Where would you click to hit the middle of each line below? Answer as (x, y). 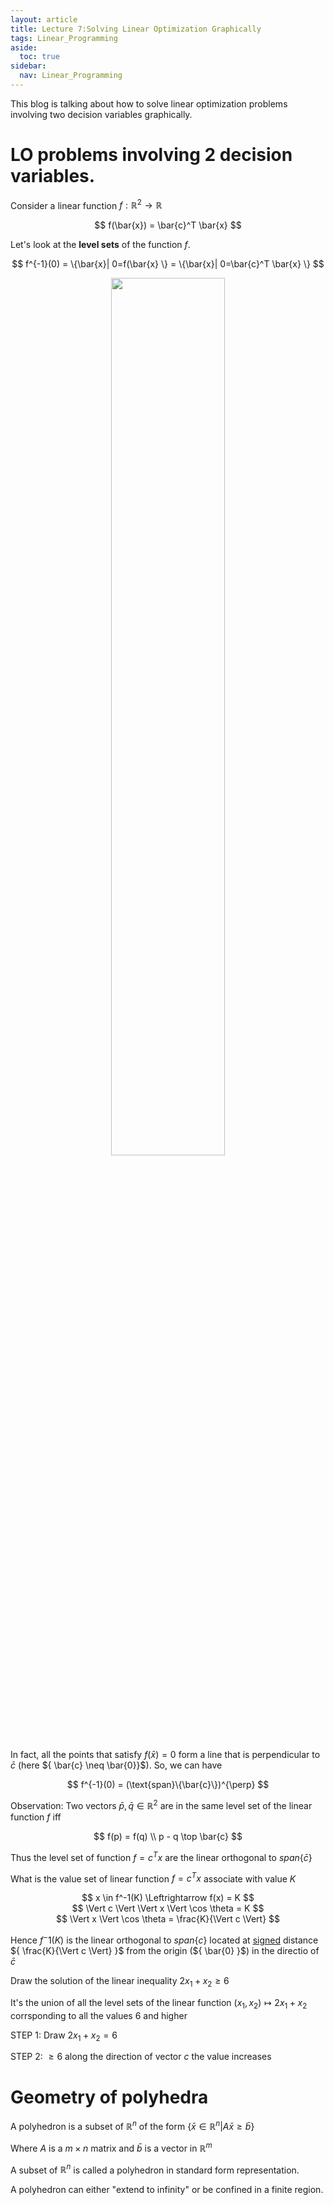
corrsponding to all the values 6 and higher (99, 2015)
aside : (24, 47)
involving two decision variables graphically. (101, 114)
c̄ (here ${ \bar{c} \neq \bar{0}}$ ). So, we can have (116, 1765)
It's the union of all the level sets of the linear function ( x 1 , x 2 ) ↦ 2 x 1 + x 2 (159, 2003)
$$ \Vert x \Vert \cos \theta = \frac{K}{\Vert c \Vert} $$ (168, 1919)
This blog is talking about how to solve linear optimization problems (149, 103)
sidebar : (28, 66)
